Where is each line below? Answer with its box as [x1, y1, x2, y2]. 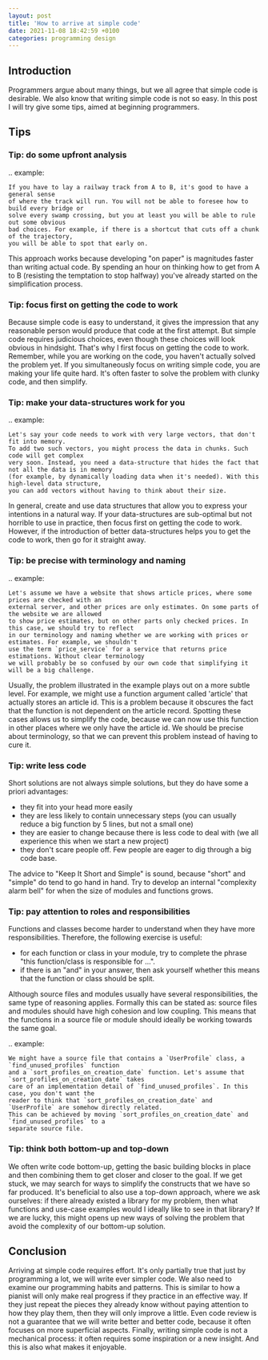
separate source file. [8, 1125, 84, 1133]
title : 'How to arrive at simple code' [8, 19, 142, 27]
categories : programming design [8, 34, 116, 43]
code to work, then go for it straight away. [8, 535, 146, 545]
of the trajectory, [8, 232, 74, 241]
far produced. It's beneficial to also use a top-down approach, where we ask [8, 1187, 261, 1196]
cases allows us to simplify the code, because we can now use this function [8, 714, 258, 724]
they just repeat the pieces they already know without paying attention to [8, 1300, 250, 1309]
